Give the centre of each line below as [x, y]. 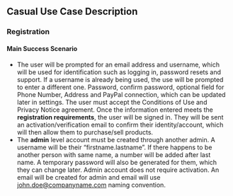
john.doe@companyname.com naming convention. [91, 185]
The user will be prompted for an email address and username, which [118, 64]
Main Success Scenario [42, 48]
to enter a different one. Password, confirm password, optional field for [120, 87]
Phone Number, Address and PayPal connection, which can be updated [121, 94]
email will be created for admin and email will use [89, 177]
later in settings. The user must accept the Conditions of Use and [112, 102]
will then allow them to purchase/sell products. [85, 132]
